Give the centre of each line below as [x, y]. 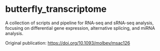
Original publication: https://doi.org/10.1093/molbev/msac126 [68, 43]
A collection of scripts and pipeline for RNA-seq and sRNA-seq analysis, [79, 23]
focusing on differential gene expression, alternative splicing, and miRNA [80, 28]
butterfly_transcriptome [56, 9]
